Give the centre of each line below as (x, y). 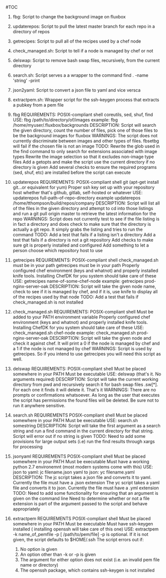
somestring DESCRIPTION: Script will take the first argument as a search (86, 426)
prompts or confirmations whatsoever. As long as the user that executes (86, 395)
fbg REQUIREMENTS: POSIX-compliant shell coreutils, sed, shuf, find (83, 114)
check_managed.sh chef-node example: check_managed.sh (74, 333)
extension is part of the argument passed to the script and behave (80, 504)
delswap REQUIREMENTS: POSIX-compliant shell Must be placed (79, 369)
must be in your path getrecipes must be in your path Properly (76, 265)
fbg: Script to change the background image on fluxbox (69, 17)
